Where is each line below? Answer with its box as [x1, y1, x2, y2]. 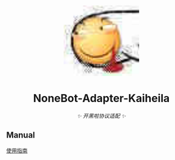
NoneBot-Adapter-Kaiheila [33, 92, 170, 105]
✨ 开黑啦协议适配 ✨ [77, 112, 126, 120]
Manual [6, 130, 35, 141]
